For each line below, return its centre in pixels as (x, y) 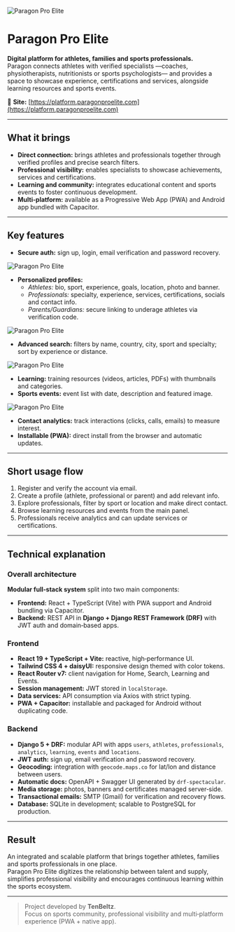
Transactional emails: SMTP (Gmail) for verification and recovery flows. (121, 796)
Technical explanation (57, 554)
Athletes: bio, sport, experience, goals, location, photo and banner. (124, 287)
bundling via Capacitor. (51, 610)
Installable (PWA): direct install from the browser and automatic (110, 435)
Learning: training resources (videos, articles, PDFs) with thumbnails (116, 378)
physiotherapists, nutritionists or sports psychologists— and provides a (110, 73)
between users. (40, 774)
